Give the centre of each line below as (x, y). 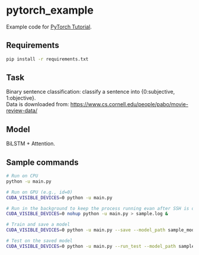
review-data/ (22, 111)
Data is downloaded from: (38, 104)
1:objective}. (21, 98)
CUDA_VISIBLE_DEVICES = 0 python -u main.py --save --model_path (86, 230)
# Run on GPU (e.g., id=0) (39, 192)
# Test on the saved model (39, 241)
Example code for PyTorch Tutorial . (49, 27)
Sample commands (42, 162)
